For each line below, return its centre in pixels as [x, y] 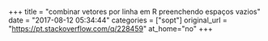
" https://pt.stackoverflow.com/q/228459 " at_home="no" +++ [111, 29]
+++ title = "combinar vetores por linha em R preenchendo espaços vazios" [134, 12]
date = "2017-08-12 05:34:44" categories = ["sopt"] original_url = [118, 20]
